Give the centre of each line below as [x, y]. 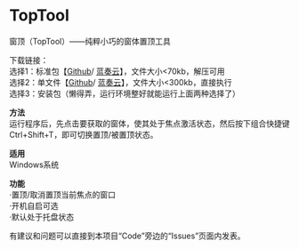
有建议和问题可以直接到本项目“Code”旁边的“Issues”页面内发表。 [128, 236]
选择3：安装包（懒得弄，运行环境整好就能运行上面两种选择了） [125, 93]
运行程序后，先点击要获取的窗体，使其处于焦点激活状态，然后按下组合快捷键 [149, 123]
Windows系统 [34, 165]
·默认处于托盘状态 [42, 217]
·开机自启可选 [34, 205]
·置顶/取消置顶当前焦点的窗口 [63, 194]
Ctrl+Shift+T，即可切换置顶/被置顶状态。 [84, 134]
